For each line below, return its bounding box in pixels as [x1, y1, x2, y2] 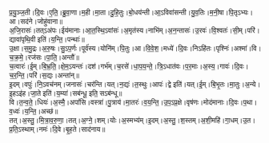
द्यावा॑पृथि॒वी [9, 34, 36, 44]
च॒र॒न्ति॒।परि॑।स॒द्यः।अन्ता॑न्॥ [9, 70, 79, 80]
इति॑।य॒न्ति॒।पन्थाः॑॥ [37, 34, 85, 44]
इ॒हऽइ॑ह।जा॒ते [9, 89, 42, 97]
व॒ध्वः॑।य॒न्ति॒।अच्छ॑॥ [9, 106, 58, 116]
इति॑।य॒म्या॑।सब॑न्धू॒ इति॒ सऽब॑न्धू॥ [42, 89, 122, 97]
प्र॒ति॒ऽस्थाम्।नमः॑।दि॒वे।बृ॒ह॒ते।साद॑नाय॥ [9, 125, 106, 133]
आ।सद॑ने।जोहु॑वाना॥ [9, 17, 63, 26]
